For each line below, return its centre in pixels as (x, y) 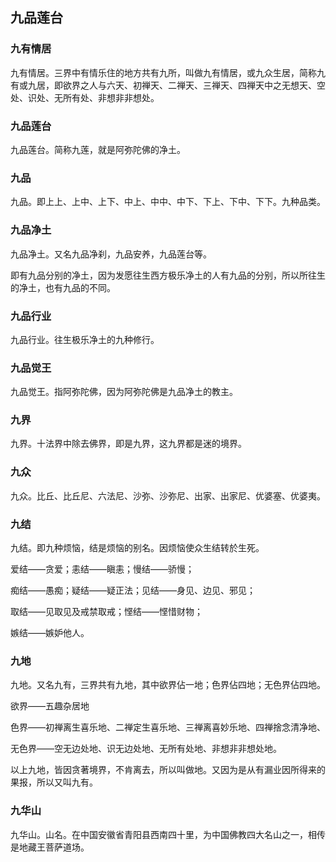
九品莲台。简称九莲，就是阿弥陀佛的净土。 (98, 149)
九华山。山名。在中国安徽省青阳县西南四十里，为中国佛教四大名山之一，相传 (168, 834)
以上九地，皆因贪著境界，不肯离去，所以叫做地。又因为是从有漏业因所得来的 (168, 770)
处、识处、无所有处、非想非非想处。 (85, 97)
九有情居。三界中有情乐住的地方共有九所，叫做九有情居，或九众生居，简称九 (168, 72)
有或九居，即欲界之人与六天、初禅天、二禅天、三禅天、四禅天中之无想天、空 (168, 85)
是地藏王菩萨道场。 (50, 847)
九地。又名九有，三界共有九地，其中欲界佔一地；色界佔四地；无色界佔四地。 (168, 685)
